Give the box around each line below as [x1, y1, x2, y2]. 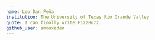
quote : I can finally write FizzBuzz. [6, 19, 102, 25]
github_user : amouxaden [6, 25, 65, 31]
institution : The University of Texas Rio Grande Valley [6, 14, 150, 20]
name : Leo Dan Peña [6, 8, 54, 15]
